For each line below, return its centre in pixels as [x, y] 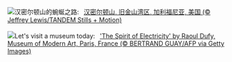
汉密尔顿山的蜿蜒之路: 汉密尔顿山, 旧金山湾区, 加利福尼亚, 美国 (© [112, 12]
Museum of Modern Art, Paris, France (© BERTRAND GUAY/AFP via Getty [116, 43]
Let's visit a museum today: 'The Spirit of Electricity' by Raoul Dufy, [115, 36]
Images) [20, 51]
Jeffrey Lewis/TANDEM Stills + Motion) [65, 20]
